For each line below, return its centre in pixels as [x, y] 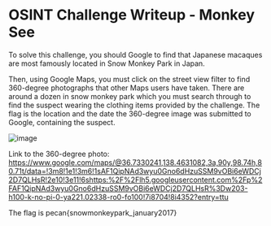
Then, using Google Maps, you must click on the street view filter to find [129, 79]
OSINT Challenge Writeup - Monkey [131, 15]
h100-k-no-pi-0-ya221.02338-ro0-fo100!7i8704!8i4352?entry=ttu [119, 197]
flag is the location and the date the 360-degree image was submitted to [130, 113]
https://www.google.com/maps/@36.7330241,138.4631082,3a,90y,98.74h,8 [135, 162]
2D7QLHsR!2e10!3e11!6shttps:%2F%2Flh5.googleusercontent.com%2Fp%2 [135, 180]
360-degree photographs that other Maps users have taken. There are [127, 88]
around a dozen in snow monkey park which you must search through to [130, 96]
